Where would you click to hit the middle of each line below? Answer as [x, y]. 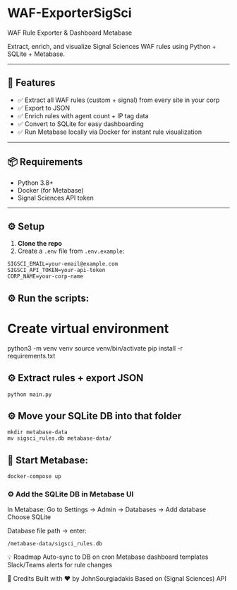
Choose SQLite [29, 517]
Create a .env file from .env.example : [71, 251]
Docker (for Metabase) [50, 190]
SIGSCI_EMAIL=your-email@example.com [63, 264]
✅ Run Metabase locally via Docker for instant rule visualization [110, 132]
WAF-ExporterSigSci [69, 13]
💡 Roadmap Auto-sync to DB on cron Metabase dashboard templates [108, 557]
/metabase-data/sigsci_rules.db [55, 544]
